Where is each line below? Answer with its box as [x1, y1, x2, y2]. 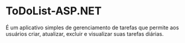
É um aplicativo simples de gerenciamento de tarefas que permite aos [5, 24, 179, 31]
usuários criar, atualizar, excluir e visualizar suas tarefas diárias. [5, 30, 164, 37]
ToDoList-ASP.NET [5, 4, 102, 18]
